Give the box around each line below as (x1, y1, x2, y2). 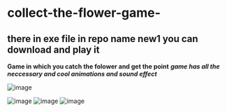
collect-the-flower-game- (7, 5, 161, 21)
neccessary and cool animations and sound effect (7, 70, 157, 78)
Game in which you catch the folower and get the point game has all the (7, 62, 220, 71)
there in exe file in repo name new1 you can (7, 33, 198, 45)
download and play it (7, 43, 100, 55)
